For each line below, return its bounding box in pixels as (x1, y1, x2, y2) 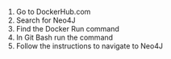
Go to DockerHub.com (15, 7, 91, 16)
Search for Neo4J (15, 15, 76, 25)
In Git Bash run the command (15, 32, 114, 42)
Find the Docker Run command (15, 24, 119, 33)
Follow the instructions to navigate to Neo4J (15, 41, 164, 51)
